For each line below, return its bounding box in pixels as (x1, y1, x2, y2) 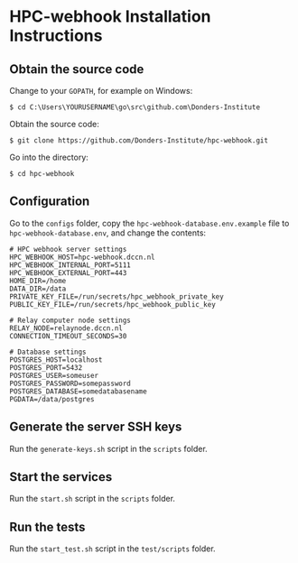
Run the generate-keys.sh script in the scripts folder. (9, 443, 208, 454)
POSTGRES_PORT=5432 (9, 363, 83, 372)
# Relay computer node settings (9, 316, 131, 325)
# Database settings (9, 347, 88, 356)
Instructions (9, 25, 103, 46)
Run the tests (9, 519, 86, 534)
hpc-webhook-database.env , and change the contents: (9, 227, 206, 238)
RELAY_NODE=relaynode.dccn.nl (9, 323, 124, 333)
